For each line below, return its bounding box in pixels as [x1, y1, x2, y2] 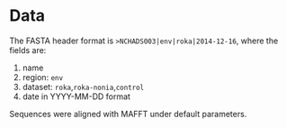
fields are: [9, 44, 47, 55]
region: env [22, 71, 64, 82]
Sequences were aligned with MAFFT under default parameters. [9, 108, 247, 119]
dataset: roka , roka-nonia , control [22, 81, 145, 92]
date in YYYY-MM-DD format [22, 91, 130, 102]
